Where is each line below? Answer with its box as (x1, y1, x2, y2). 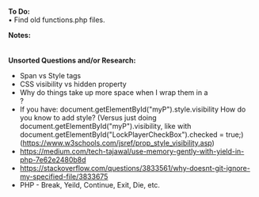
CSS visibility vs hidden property (19, 79, 127, 89)
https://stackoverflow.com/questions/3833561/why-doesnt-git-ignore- (19, 164, 251, 172)
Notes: (8, 31, 32, 40)
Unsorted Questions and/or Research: (8, 55, 136, 65)
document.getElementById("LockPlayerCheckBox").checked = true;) (19, 130, 244, 139)
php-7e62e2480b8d (19, 155, 86, 165)
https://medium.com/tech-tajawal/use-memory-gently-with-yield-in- (19, 146, 245, 156)
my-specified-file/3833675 (19, 172, 109, 181)
